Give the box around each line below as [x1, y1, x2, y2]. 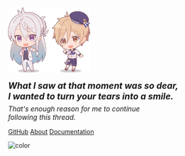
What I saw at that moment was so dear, [8, 79, 179, 91]
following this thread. [8, 113, 77, 123]
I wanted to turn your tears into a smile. [8, 90, 174, 102]
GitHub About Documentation [8, 128, 94, 136]
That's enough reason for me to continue [8, 104, 140, 114]
